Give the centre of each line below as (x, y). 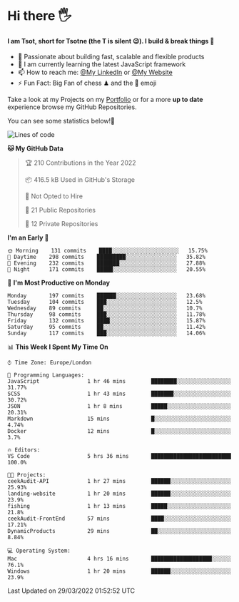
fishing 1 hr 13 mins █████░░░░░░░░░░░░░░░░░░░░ (119, 506)
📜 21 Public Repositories (60, 210)
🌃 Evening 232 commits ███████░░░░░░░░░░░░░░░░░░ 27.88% (106, 263)
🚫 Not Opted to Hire (54, 196)
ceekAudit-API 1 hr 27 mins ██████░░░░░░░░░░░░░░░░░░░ (119, 481)
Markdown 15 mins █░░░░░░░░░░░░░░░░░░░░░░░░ (119, 419)
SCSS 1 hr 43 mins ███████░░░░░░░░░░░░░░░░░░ (119, 394)
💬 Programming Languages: (46, 375)
